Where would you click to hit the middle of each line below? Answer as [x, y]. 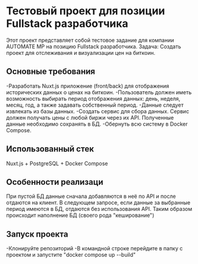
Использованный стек [50, 149]
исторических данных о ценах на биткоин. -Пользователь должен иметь [99, 92]
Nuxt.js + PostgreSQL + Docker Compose [57, 163]
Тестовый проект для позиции [86, 11]
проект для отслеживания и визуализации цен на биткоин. [81, 52]
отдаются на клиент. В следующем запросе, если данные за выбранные [98, 203]
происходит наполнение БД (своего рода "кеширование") [80, 215]
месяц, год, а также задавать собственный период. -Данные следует [95, 105]
